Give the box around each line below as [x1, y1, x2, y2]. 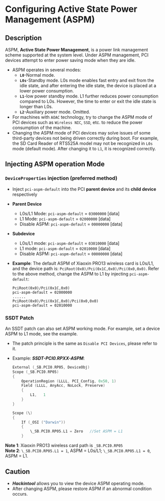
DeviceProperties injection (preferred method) [5, 175, 118, 182]
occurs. [12, 491, 28, 497]
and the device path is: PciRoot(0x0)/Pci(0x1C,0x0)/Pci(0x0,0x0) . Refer [12, 266, 159, 272]
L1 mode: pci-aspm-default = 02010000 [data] [19, 245, 111, 251]
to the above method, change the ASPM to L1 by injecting [12, 271, 129, 276]
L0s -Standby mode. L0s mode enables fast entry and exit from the [19, 78, 154, 83]
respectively [12, 191, 38, 197]
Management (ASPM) [5, 14, 95, 25]
